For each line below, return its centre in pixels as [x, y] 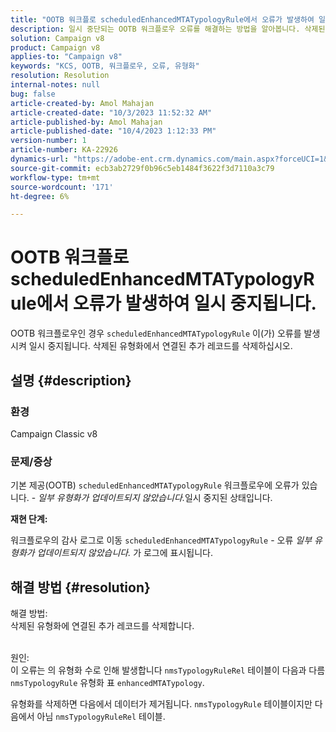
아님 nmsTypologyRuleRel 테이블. [101, 716]
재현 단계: [29, 519]
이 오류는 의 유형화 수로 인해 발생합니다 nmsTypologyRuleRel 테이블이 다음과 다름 [168, 670]
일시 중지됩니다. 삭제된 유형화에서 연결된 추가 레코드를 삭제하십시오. [160, 346]
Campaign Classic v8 [54, 433]
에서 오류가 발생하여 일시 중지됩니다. [176, 303]
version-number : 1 [48, 141]
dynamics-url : [40, 159]
